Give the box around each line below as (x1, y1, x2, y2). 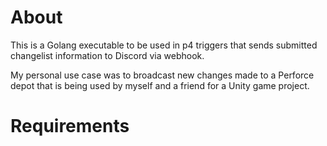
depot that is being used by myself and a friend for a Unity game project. (10, 79, 310, 91)
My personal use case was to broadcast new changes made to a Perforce (10, 69, 315, 81)
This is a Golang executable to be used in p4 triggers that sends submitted (10, 39, 318, 51)
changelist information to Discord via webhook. (10, 49, 205, 61)
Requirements (10, 115, 130, 138)
